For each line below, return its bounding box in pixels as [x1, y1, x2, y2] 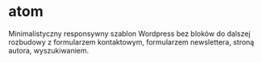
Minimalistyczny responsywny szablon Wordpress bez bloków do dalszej [8, 29, 252, 38]
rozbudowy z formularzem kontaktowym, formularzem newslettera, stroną [8, 37, 255, 46]
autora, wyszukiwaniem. [8, 45, 89, 55]
